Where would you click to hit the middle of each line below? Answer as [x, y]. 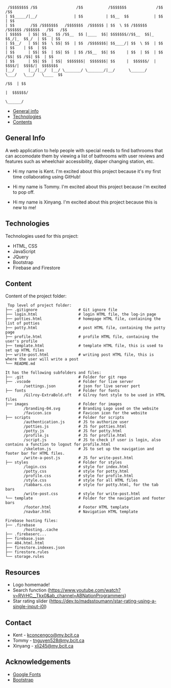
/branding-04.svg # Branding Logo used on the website [91, 409]
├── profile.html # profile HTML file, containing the [82, 337]
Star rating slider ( [32, 601]
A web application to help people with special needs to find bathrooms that [84, 150]
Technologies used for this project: [42, 236]
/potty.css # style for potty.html [76, 472]
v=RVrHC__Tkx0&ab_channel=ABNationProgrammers [69, 596]
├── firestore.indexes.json [35, 548]
